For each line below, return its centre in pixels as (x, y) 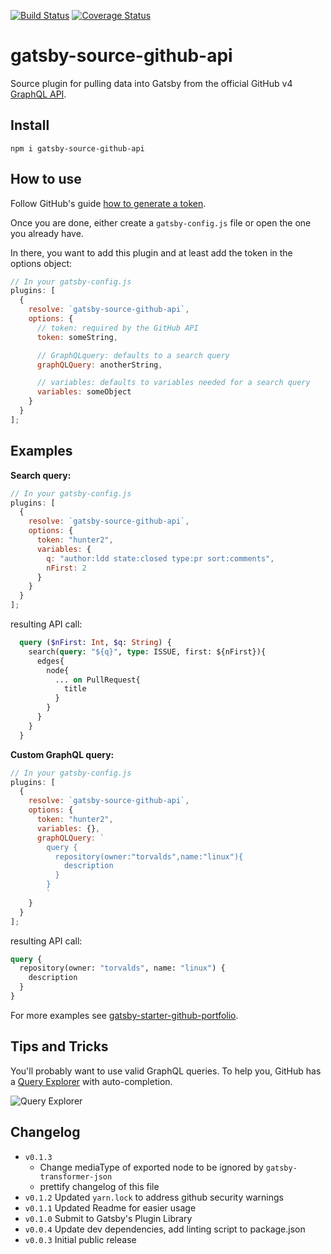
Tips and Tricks (59, 1046)
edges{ (50, 661)
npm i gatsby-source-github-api (77, 148)
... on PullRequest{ (97, 680)
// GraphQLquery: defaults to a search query (133, 355)
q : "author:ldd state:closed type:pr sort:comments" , (160, 558)
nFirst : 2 (66, 568)
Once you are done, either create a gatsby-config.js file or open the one (161, 222)
